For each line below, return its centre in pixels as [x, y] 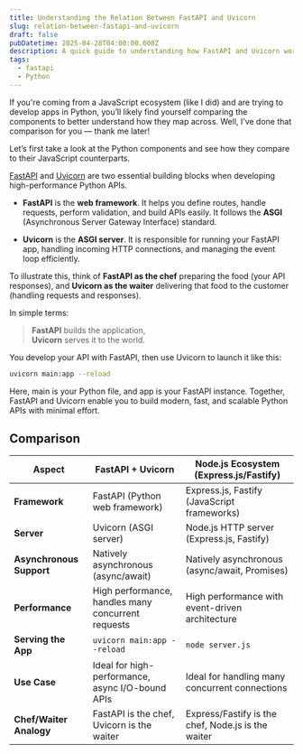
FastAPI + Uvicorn [135, 470]
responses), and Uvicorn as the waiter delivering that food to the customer [149, 285]
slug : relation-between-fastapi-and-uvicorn [94, 26]
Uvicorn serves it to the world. [88, 340]
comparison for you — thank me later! [80, 131]
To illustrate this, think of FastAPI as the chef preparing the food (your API [147, 275]
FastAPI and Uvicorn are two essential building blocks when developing [142, 175]
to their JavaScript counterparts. [70, 158]
